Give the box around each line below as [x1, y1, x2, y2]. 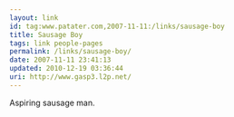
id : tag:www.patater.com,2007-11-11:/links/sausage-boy [9, 22, 225, 31]
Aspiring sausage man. [9, 97, 95, 108]
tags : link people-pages [9, 38, 103, 48]
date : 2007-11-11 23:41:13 [9, 55, 112, 64]
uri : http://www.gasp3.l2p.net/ [9, 73, 132, 82]
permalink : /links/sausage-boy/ [9, 47, 132, 56]
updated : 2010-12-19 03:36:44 [9, 64, 124, 73]
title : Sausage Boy [9, 30, 83, 39]
